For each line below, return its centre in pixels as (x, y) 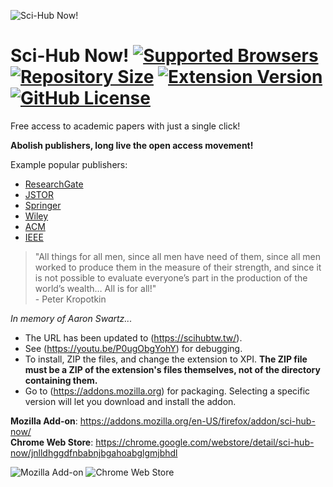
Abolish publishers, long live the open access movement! (132, 145)
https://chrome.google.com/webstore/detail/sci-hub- (205, 442)
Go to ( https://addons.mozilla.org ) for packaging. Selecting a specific (167, 391)
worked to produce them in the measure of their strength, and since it (178, 267)
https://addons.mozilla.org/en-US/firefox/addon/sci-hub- (197, 421)
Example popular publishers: (69, 164)
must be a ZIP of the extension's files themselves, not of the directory (172, 369)
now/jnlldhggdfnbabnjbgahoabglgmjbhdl (94, 452)
